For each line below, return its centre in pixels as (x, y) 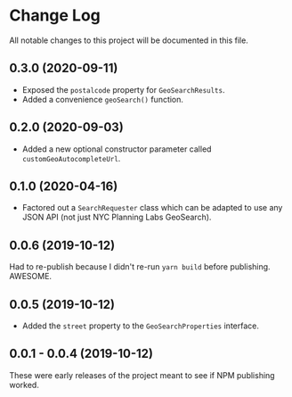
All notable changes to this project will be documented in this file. (129, 40)
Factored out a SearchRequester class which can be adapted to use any (152, 208)
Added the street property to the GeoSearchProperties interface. (141, 326)
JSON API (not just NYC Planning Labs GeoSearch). (117, 217)
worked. (24, 385)
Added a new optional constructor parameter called (117, 149)
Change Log (55, 16)
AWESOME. (30, 277)
